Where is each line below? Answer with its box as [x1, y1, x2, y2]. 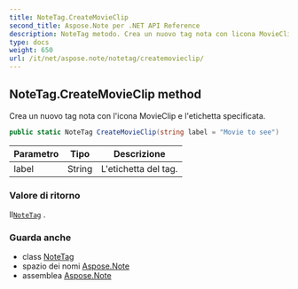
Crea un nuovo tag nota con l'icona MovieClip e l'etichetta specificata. [9, 110, 266, 121]
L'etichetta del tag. [100, 162, 178, 175]
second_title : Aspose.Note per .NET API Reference [9, 21, 200, 30]
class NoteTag [21, 252, 74, 262]
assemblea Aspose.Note [21, 270, 113, 281]
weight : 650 [9, 46, 53, 55]
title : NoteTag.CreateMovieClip [9, 12, 129, 22]
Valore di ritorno [9, 189, 81, 201]
